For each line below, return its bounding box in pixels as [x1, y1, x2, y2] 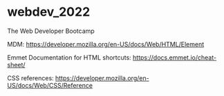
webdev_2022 [7, 4, 91, 20]
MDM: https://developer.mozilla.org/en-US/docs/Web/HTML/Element [7, 40, 205, 48]
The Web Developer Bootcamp [7, 27, 95, 35]
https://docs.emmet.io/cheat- [132, 53, 216, 62]
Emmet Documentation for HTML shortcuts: [7, 53, 131, 62]
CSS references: [7, 73, 54, 82]
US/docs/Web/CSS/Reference [7, 81, 93, 89]
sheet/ [7, 60, 26, 69]
